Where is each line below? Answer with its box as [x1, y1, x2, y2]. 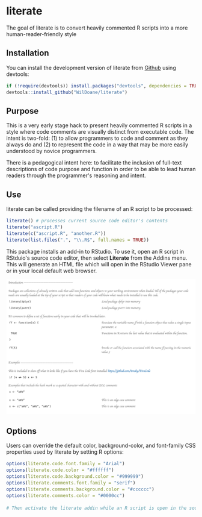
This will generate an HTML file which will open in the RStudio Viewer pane [6, 260, 192, 268]
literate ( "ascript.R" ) [6, 224, 63, 230]
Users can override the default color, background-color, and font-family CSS [6, 442, 196, 450]
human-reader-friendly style [6, 30, 77, 37]
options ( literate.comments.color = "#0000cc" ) [6, 492, 125, 498]
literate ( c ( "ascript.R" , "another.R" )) [6, 230, 106, 236]
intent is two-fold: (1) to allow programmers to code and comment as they [6, 134, 188, 142]
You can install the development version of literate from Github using [6, 64, 176, 71]
